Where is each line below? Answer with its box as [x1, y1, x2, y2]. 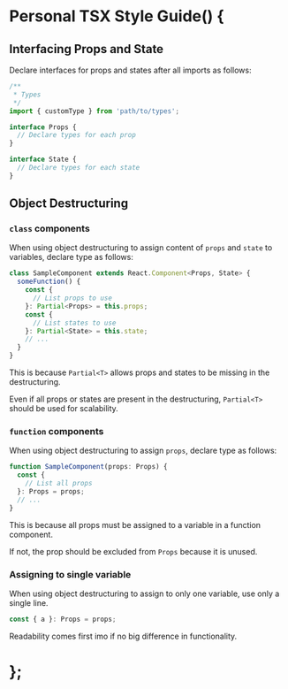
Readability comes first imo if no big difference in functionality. [9, 631, 238, 641]
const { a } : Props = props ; [9, 615, 117, 624]
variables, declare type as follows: [9, 252, 134, 263]
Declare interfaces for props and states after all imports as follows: [9, 65, 252, 75]
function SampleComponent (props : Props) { [9, 463, 168, 471]
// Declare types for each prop [17, 131, 137, 140]
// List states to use [32, 318, 117, 327]
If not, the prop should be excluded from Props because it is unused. [9, 546, 258, 556]
